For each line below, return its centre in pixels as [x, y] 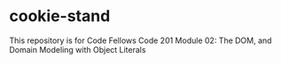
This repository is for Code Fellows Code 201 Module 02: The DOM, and [140, 40]
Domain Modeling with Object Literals [78, 49]
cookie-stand [60, 16]
